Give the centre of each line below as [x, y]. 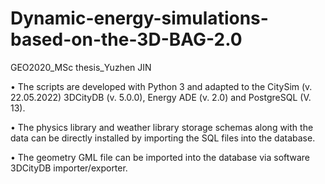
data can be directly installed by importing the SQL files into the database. [163, 138]
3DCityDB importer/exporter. [69, 168]
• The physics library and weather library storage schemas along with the [162, 127]
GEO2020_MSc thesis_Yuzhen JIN [81, 67]
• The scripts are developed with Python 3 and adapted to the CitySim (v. [161, 86]
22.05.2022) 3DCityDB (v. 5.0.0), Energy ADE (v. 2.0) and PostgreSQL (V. [161, 97]
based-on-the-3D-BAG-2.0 [126, 39]
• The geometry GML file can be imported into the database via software [160, 157]
